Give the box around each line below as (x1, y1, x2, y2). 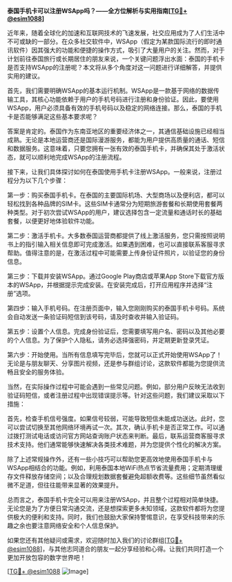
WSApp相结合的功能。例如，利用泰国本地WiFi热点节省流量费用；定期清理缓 (7, 464, 223, 472)
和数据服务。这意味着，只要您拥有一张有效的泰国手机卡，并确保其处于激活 (7, 144, 219, 153)
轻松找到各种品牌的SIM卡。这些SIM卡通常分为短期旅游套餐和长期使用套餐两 (7, 200, 223, 208)
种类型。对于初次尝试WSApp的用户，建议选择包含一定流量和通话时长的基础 (7, 208, 222, 216)
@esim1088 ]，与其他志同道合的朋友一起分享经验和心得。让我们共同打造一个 (7, 545, 224, 553)
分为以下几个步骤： (12, 176, 68, 184)
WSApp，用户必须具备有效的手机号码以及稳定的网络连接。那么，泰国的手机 (7, 104, 222, 112)
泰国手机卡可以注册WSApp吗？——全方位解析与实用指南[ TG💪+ (7, 7, 188, 14)
